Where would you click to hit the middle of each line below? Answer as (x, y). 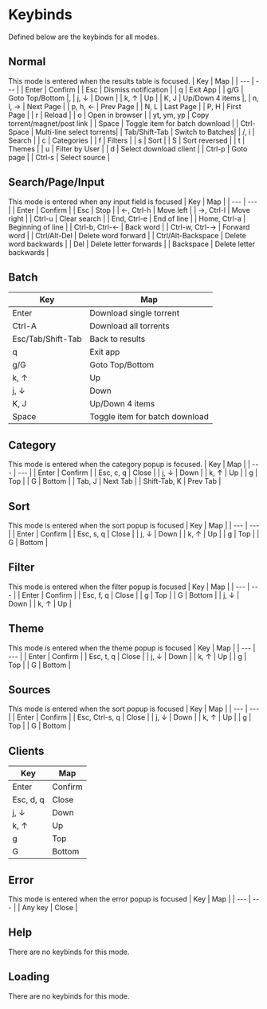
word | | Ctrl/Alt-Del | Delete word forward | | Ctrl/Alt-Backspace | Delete (128, 235)
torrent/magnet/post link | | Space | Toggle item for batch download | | (124, 123)
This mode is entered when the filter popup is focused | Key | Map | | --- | (129, 587)
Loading (29, 977)
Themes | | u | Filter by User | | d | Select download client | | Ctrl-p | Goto (128, 148)
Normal (27, 62)
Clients (26, 751)
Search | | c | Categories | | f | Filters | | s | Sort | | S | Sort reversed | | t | (127, 140)
